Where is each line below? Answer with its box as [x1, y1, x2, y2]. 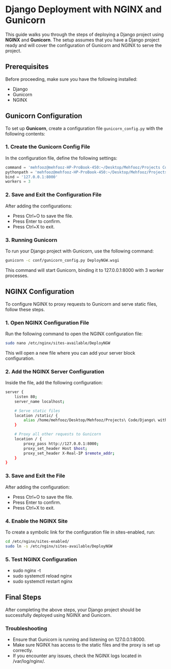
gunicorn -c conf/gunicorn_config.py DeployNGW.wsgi [5, 258, 120, 263]
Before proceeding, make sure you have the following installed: [5, 76, 137, 82]
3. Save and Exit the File [5, 472, 65, 479]
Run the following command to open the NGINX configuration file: [5, 331, 143, 337]
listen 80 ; [14, 394, 38, 399]
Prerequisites [5, 62, 49, 71]
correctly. [12, 648, 33, 654]
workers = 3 [5, 179, 31, 184]
